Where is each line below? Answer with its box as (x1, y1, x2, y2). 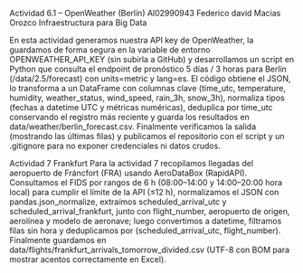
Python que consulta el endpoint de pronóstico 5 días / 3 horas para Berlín (9, 63, 288, 74)
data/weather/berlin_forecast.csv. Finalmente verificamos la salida (9, 121, 257, 132)
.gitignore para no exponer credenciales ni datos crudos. (9, 140, 222, 151)
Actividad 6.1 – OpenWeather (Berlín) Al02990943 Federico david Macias (9, 8, 281, 18)
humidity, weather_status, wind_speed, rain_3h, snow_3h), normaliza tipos (9, 92, 285, 103)
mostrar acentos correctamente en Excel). (9, 254, 167, 265)
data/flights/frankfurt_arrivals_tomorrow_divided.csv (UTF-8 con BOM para (9, 244, 290, 255)
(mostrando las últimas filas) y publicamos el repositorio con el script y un (9, 131, 285, 141)
